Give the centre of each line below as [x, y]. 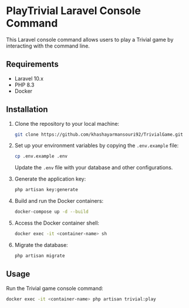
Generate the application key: [50, 179]
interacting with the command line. [48, 46]
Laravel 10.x [29, 78]
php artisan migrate [40, 256]
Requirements [32, 64]
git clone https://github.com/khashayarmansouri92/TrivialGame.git [99, 134]
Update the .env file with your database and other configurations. [94, 168]
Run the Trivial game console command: [55, 288]
